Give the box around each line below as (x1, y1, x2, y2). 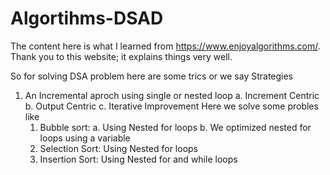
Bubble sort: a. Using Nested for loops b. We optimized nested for (39, 121, 312, 133)
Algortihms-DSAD (10, 7, 164, 30)
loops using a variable (39, 132, 131, 144)
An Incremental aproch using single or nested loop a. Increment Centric (24, 89, 320, 101)
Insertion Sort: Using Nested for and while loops (39, 153, 238, 165)
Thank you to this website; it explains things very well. (10, 50, 233, 62)
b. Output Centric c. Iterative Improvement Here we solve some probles (24, 100, 319, 112)
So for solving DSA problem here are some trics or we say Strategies (10, 70, 294, 82)
